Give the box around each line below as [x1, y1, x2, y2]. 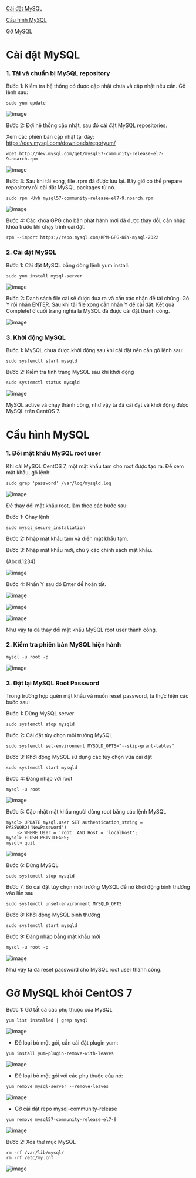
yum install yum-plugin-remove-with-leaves [6, 1050, 114, 1057]
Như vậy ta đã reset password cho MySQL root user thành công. [6, 966, 162, 973]
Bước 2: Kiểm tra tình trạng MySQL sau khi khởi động [6, 369, 134, 376]
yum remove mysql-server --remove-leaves [6, 1084, 109, 1090]
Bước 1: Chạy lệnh [6, 513, 50, 520]
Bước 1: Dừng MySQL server [6, 710, 75, 717]
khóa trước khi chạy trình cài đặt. [6, 223, 86, 230]
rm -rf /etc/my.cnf [6, 1155, 54, 1161]
